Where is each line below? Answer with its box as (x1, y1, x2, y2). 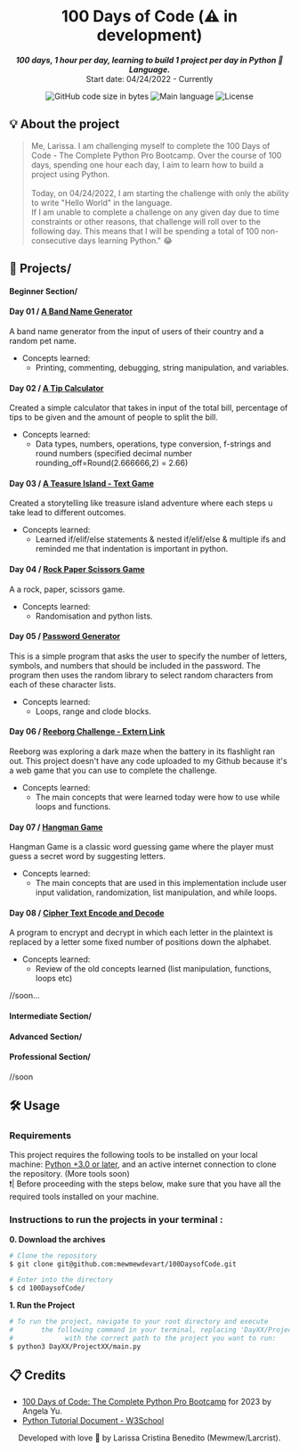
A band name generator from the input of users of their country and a (9, 325, 264, 336)
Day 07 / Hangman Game (9, 822, 103, 833)
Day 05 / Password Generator (9, 631, 121, 642)
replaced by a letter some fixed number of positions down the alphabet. (9, 937, 271, 947)
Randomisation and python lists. (35, 611, 153, 621)
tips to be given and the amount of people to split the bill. (9, 412, 218, 422)
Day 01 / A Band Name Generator (9, 306, 133, 317)
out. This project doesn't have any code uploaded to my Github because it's (9, 755, 287, 766)
